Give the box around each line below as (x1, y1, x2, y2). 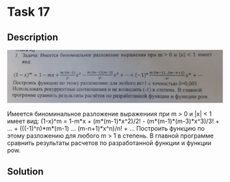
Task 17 (7, 4, 50, 20)
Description (7, 31, 58, 43)
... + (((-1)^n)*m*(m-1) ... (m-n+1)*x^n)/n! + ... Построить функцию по (7, 124, 205, 132)
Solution (7, 166, 44, 177)
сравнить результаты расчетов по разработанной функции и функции (7, 138, 212, 147)
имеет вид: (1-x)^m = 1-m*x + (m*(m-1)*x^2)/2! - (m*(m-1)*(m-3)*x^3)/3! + (7, 117, 220, 125)
